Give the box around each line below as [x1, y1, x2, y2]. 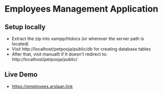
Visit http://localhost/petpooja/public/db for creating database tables [11, 46, 151, 52]
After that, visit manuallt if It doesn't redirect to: [11, 51, 108, 57]
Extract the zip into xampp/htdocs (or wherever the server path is [11, 36, 144, 41]
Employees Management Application [4, 3, 159, 15]
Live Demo [4, 71, 38, 79]
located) [11, 41, 29, 47]
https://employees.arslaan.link [11, 83, 73, 89]
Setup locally [4, 23, 46, 31]
